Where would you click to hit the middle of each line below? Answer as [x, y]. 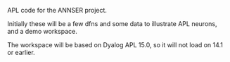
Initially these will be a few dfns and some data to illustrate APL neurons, [112, 24]
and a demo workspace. [42, 31]
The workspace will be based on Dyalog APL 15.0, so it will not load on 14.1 [115, 45]
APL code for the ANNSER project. [57, 10]
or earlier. [21, 52]
